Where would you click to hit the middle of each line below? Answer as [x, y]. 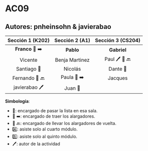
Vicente [28, 60]
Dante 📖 [118, 69]
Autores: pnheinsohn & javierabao [58, 27]
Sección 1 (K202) [29, 40]
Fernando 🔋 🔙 [28, 78]
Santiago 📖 [28, 69]
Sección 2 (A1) [72, 40]
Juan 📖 [73, 88]
